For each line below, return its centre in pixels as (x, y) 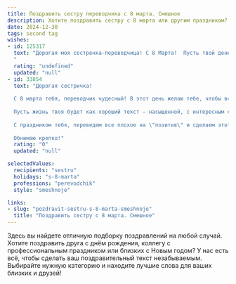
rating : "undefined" (44, 66)
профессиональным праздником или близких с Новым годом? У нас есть (118, 251)
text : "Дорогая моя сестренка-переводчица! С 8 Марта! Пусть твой (114, 53)
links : (17, 202)
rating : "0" (31, 145)
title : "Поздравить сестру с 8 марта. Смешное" (85, 216)
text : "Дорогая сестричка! (53, 86)
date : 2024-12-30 (33, 27)
